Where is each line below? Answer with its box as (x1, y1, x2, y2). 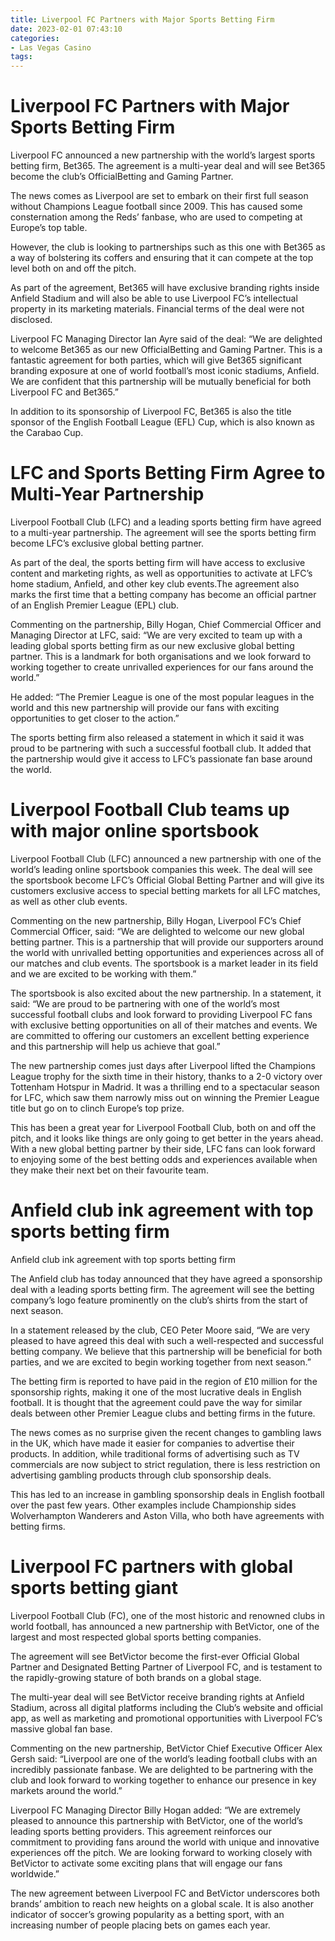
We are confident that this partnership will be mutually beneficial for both (10, 376, 312, 388)
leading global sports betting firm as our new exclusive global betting (10, 640, 295, 651)
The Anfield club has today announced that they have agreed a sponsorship (10, 1272, 323, 1285)
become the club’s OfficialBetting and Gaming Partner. (10, 171, 234, 183)
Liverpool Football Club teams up (10, 799, 290, 821)
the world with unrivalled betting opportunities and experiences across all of (10, 946, 325, 958)
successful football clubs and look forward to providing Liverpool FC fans (10, 1008, 313, 1020)
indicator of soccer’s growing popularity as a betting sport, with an (10, 1908, 285, 1920)
